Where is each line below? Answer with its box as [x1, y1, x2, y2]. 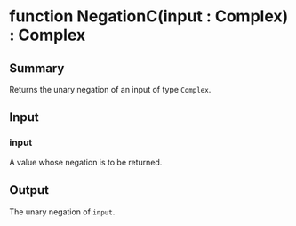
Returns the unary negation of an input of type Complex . [9, 85, 212, 94]
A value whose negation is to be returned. [9, 157, 163, 167]
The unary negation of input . [9, 206, 116, 217]
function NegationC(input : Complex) [9, 6, 289, 27]
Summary [9, 61, 65, 76]
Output [9, 182, 49, 198]
